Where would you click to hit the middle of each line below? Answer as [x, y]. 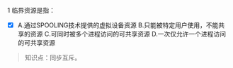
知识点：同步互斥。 [53, 57]
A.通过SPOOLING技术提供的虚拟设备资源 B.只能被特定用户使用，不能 [118, 25]
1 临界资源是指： [31, 10]
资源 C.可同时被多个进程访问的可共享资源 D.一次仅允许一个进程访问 [128, 34]
